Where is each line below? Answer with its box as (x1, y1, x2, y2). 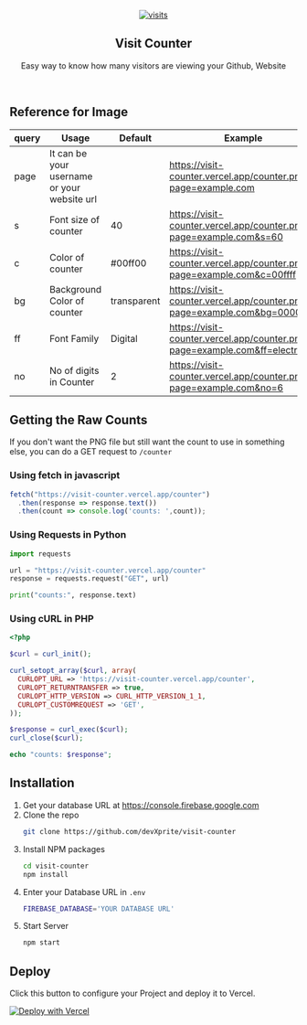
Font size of (48, 213, 101, 226)
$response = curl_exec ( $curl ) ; (9, 725, 129, 734)
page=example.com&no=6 (168, 381, 284, 394)
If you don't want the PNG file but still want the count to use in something (9, 436, 285, 447)
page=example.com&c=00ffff (168, 268, 297, 281)
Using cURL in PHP (9, 613, 94, 625)
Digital (110, 332, 139, 345)
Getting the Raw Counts (9, 412, 148, 428)
